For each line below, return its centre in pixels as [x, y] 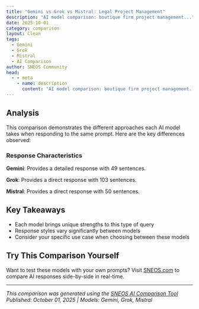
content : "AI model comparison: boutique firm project [91, 89]
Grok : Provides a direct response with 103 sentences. [71, 179]
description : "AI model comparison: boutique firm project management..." [100, 17]
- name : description [42, 84]
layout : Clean [24, 34]
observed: [19, 140]
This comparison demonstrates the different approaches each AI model [93, 127]
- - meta [22, 78]
